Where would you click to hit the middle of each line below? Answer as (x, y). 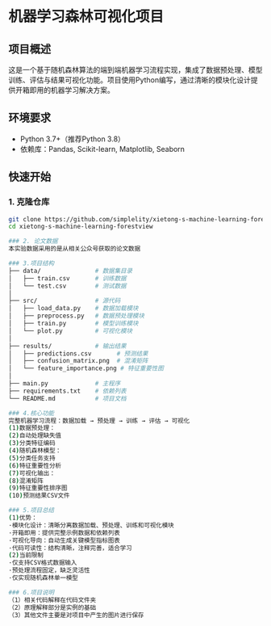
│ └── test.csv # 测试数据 (67, 286)
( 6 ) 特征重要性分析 (35, 465)
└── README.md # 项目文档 (67, 398)
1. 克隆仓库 (29, 202)
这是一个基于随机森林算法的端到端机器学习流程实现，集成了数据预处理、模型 (135, 70)
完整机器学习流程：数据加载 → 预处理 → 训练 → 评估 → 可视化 (99, 421)
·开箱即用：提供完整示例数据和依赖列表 (65, 533)
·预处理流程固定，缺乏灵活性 (49, 570)
